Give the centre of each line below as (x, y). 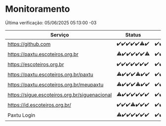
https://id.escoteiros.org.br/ (40, 105)
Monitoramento (38, 9)
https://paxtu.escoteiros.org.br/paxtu (51, 75)
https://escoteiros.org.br (36, 64)
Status (133, 34)
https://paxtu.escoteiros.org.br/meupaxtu (56, 85)
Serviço (60, 34)
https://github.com (29, 44)
